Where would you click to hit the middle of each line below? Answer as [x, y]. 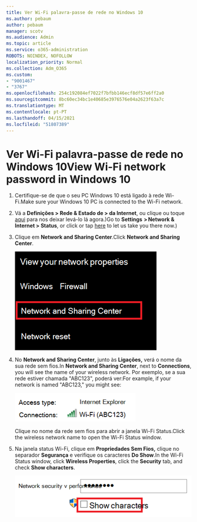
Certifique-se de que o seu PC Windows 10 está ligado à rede [89, 196]
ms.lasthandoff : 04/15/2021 [41, 118]
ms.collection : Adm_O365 [36, 68]
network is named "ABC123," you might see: [68, 385]
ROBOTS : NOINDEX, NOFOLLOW [39, 56]
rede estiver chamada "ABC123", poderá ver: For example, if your [93, 379]
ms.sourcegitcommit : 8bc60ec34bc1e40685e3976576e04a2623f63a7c [85, 100]
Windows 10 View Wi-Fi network [86, 166]
